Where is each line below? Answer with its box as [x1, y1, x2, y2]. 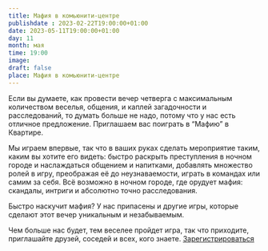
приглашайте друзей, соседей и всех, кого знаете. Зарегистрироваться [8, 233, 254, 243]
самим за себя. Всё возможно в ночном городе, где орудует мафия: [8, 177, 243, 187]
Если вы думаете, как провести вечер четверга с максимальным [8, 93, 233, 103]
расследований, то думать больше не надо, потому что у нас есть [8, 110, 236, 120]
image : [8, 57, 30, 65]
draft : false [8, 64, 52, 72]
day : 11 [8, 34, 34, 43]
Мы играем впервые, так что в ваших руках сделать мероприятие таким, [8, 143, 260, 152]
